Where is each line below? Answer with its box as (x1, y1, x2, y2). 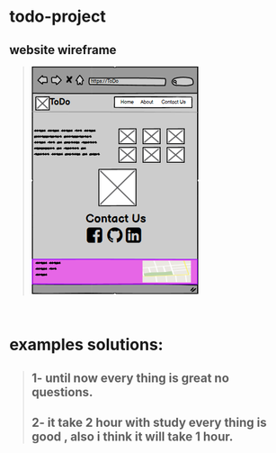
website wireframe (9, 42, 117, 58)
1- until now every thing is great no (31, 370, 229, 385)
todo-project (9, 6, 106, 27)
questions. (31, 385, 93, 400)
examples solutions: (9, 335, 164, 355)
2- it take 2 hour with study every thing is (31, 414, 267, 430)
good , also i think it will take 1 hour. (31, 429, 234, 444)
